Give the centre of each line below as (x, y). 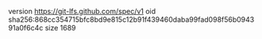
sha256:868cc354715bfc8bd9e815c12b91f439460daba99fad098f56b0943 (131, 19)
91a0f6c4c (26, 28)
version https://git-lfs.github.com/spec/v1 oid (82, 11)
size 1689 (61, 28)
